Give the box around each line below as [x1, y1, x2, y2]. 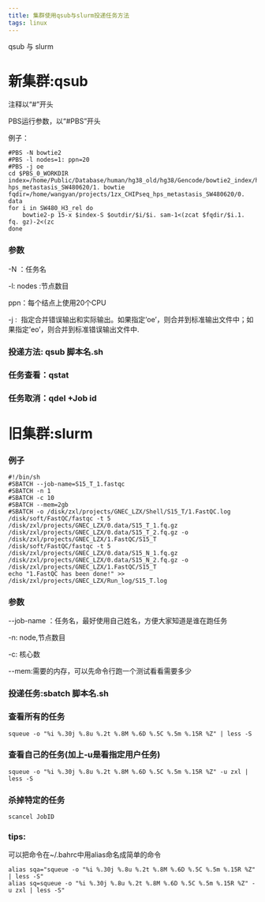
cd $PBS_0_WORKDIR [8, 170, 69, 178]
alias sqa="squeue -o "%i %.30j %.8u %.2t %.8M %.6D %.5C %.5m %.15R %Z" [8, 866, 256, 874]
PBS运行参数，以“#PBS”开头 [8, 116, 101, 126]
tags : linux [8, 19, 47, 27]
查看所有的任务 [8, 712, 65, 723]
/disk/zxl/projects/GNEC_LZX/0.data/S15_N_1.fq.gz [8, 549, 178, 557]
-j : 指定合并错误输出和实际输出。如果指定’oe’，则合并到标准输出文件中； [8, 314, 247, 324]
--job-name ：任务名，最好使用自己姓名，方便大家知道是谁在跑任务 [8, 616, 228, 626]
